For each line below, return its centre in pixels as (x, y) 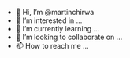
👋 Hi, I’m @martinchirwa (55, 12)
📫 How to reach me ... (52, 46)
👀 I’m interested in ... (49, 20)
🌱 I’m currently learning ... (58, 29)
